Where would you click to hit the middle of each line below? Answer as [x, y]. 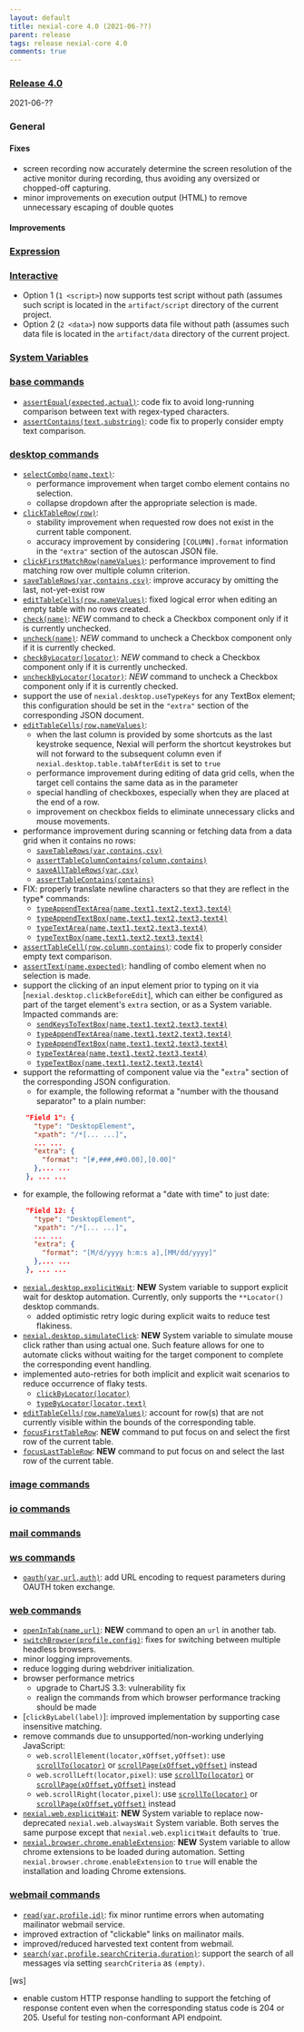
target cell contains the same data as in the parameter [137, 783]
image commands [50, 1484]
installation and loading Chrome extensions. [104, 1871]
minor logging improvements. [78, 1659]
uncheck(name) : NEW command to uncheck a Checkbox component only [157, 637]
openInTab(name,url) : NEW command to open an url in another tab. [149, 1630]
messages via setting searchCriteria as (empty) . [114, 1963]
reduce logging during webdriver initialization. [108, 1669]
